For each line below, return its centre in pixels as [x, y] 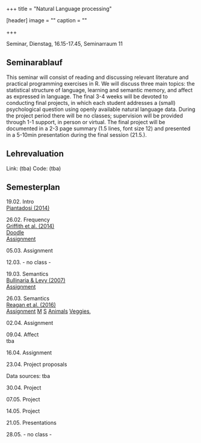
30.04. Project [24, 388]
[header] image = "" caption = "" [47, 20]
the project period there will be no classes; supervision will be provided [95, 115]
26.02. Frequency [28, 220]
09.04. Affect [23, 335]
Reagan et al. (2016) [31, 305]
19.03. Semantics [27, 274]
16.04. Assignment [29, 353]
